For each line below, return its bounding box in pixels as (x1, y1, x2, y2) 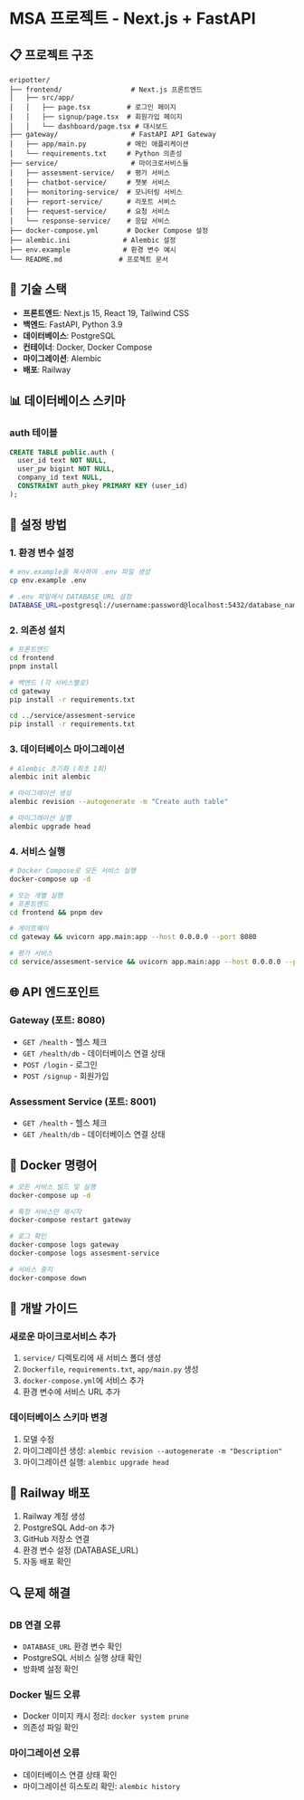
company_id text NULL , (17, 473, 103, 483)
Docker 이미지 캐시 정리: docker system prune (22, 1710, 190, 1721)
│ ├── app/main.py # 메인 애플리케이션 (9, 139, 189, 148)
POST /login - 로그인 (22, 1058, 98, 1069)
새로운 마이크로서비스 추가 (9, 1330, 117, 1343)
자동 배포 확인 (22, 1556, 71, 1567)
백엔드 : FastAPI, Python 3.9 (22, 319, 123, 330)
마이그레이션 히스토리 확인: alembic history (22, 1780, 181, 1791)
